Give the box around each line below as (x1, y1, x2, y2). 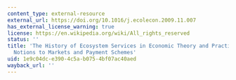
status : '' (7, 36, 39, 43)
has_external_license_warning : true (7, 23, 114, 30)
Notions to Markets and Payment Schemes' (13, 49, 137, 56)
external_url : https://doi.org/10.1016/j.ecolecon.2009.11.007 (7, 17, 197, 24)
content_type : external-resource (7, 10, 105, 17)
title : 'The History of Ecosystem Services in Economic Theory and (7, 42, 209, 49)
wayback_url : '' (7, 62, 55, 69)
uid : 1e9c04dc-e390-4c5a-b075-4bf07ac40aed (7, 56, 137, 63)
